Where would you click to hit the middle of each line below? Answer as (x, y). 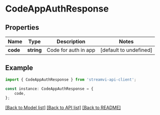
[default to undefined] (126, 50)
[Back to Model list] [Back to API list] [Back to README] (63, 108)
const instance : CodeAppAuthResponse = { (49, 89)
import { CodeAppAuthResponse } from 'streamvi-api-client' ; (71, 79)
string (34, 50)
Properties (22, 27)
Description (71, 42)
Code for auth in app (71, 50)
